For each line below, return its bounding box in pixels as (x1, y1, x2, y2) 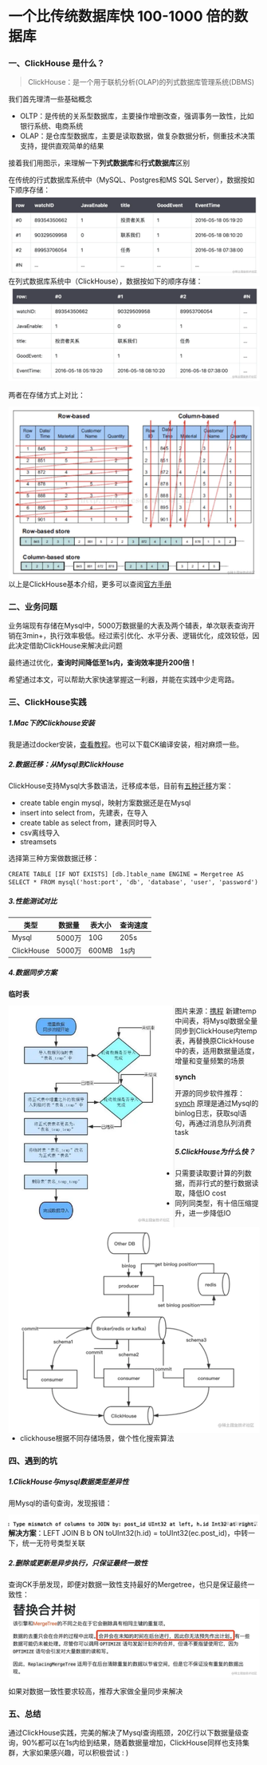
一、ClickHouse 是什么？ (8, 58, 105, 69)
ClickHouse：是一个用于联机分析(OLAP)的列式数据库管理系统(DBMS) (27, 77, 255, 87)
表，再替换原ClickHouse (175, 1036, 255, 1046)
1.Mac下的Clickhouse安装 (8, 718, 96, 728)
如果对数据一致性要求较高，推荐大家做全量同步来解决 (8, 1687, 183, 1696)
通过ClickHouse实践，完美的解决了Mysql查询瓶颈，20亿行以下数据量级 (8, 1728, 242, 1738)
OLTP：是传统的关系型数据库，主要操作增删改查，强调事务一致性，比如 (19, 111, 255, 121)
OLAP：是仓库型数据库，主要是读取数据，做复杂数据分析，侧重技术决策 (19, 131, 256, 141)
